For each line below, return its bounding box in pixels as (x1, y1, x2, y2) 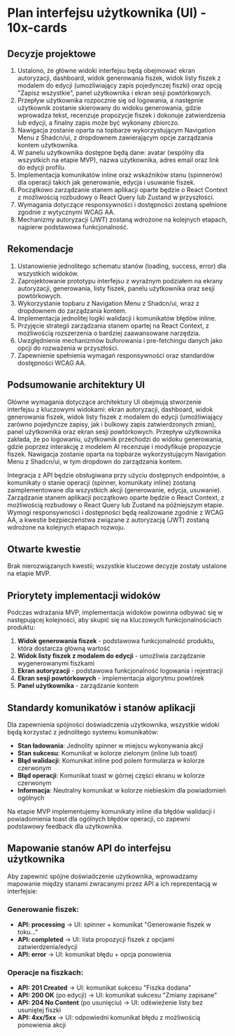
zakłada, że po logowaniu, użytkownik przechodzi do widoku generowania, (7, 435, 224, 443)
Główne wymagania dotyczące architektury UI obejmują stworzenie (7, 398, 201, 406)
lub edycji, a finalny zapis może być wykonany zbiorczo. (17, 119, 180, 127)
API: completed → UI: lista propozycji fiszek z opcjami (17, 935, 175, 944)
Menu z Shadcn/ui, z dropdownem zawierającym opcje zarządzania (17, 133, 213, 142)
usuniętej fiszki (17, 1006, 62, 1014)
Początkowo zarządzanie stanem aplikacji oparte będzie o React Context (17, 186, 228, 194)
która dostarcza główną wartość (17, 644, 111, 653)
